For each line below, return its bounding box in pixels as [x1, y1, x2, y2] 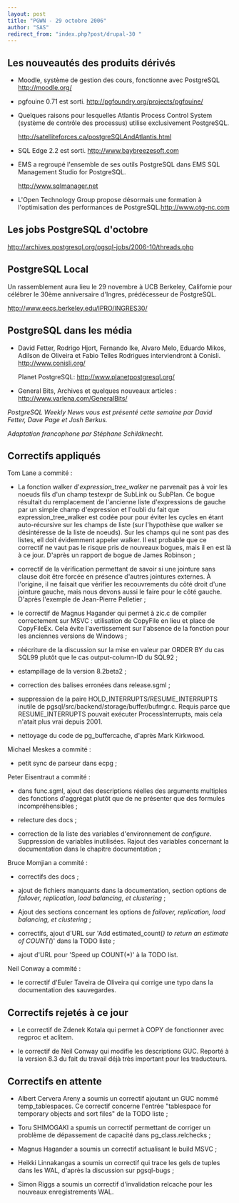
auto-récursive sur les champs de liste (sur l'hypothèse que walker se [17, 521, 223, 529]
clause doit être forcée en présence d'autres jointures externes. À [17, 572, 212, 581]
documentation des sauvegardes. [17, 986, 116, 994]
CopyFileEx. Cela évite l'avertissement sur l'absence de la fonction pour [17, 624, 230, 633]
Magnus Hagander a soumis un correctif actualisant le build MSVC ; [17, 1144, 218, 1153]
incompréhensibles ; [17, 802, 78, 811]
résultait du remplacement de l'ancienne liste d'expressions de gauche [17, 498, 226, 506]
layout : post [7, 10, 46, 18]
